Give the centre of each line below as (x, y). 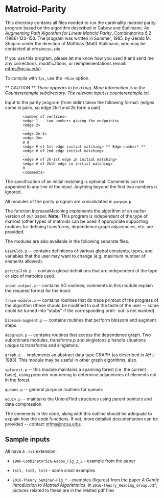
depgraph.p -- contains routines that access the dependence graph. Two (78, 335)
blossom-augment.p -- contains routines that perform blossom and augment (81, 320)
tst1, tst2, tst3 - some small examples (54, 470)
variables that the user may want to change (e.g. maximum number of (75, 256)
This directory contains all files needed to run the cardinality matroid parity (80, 23)
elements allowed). (24, 261)
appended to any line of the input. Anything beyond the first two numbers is (81, 186)
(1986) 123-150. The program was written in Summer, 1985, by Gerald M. (78, 38)
